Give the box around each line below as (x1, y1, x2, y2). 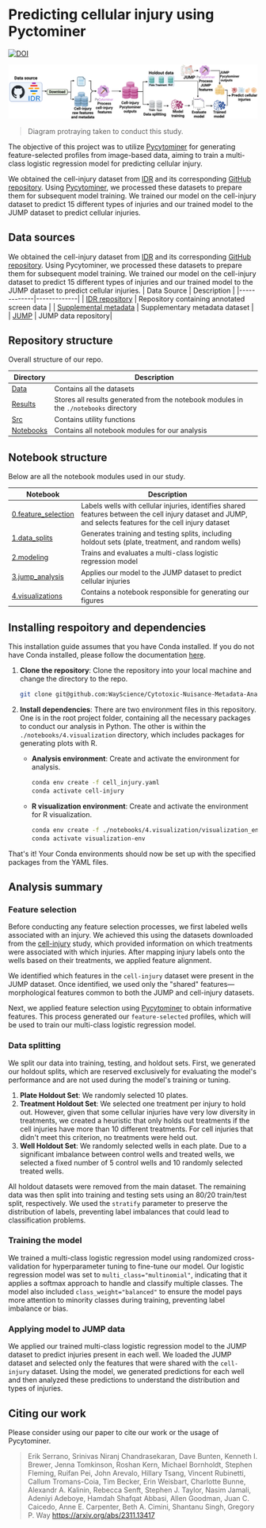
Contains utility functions (54, 414, 136, 424)
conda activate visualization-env (31, 835, 146, 843)
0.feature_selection (11, 509, 74, 519)
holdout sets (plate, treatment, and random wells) (80, 537, 241, 547)
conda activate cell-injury (31, 787, 124, 795)
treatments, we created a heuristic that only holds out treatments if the (19, 1115, 250, 1125)
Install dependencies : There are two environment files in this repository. (19, 704, 257, 715)
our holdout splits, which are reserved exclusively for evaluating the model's (8, 1066, 257, 1076)
